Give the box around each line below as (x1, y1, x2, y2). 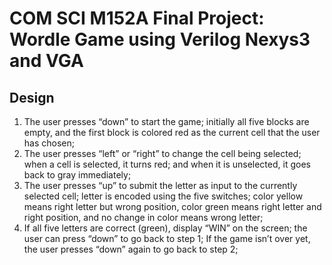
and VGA (9, 50, 84, 72)
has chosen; (23, 137, 75, 149)
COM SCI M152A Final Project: (9, 7, 265, 30)
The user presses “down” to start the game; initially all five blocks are (23, 116, 310, 127)
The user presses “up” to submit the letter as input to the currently (23, 180, 298, 191)
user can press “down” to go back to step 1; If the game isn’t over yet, (23, 233, 311, 244)
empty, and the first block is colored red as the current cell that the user (23, 127, 321, 138)
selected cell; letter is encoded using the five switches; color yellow (23, 190, 304, 202)
